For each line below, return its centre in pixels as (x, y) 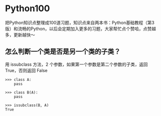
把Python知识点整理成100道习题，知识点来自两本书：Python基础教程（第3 (80, 22)
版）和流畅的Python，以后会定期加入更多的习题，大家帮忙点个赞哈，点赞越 (80, 29)
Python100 (28, 9)
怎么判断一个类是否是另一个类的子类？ (63, 52)
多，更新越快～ (20, 35)
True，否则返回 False (26, 70)
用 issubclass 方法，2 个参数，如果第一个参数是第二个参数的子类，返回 (76, 64)
